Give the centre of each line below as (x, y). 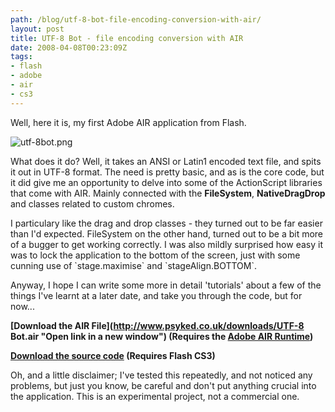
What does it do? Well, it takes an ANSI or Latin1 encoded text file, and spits (166, 161)
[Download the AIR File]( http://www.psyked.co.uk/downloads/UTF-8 (157, 325)
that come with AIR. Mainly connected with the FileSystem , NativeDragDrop (168, 193)
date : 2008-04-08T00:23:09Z (69, 47)
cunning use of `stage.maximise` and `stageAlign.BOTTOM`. (133, 265)
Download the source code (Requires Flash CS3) (113, 355)
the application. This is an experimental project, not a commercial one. (155, 396)
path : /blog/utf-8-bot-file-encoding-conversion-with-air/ (136, 19)
